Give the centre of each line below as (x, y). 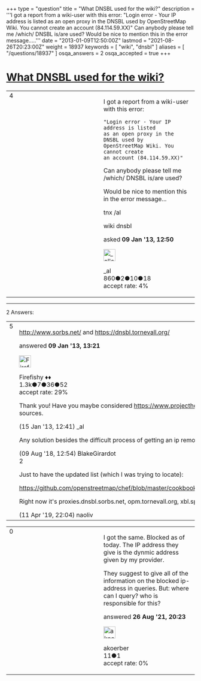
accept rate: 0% (126, 663)
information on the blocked (141, 580)
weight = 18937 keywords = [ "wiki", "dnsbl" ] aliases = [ (115, 47)
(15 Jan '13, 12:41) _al (52, 426)
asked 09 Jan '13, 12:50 (139, 239)
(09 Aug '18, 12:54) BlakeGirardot (68, 453)
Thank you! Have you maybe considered (76, 405)
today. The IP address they (141, 544)
